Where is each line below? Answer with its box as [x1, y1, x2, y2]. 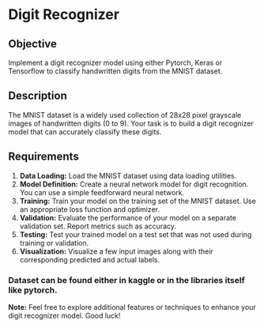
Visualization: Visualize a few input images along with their [19, 247, 213, 256]
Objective [8, 37, 58, 51]
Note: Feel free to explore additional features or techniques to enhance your [8, 302, 257, 311]
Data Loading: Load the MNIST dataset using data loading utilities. [19, 171, 237, 180]
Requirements [8, 150, 79, 164]
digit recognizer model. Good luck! [8, 311, 121, 320]
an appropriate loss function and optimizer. [19, 204, 160, 214]
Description [8, 89, 67, 103]
